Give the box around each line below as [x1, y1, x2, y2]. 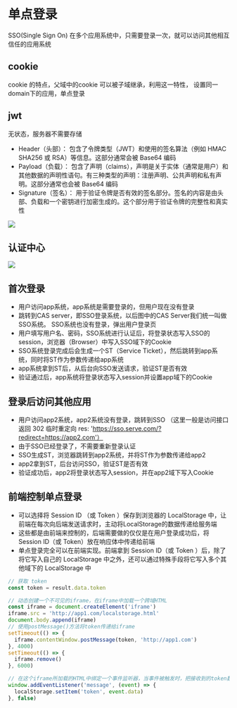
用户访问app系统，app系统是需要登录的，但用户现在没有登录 [18, 303, 195, 311]
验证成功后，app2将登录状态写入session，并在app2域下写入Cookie [18, 469, 214, 476]
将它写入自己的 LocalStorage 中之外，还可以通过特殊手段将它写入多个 [18, 555, 221, 563]
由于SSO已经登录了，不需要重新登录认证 [18, 442, 136, 450]
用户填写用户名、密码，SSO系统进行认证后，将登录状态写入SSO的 [18, 329, 210, 338]
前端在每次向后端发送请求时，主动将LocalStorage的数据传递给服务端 [18, 519, 217, 528]
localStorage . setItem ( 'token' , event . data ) [14, 688, 143, 695]
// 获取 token [8, 578, 48, 585]
